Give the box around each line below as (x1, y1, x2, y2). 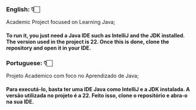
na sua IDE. (6, 98, 34, 105)
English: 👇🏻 (6, 5, 40, 13)
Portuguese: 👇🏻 (6, 59, 53, 67)
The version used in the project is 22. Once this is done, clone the (6, 38, 170, 45)
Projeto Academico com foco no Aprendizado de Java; (6, 73, 139, 80)
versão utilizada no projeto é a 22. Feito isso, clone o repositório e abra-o (6, 92, 188, 99)
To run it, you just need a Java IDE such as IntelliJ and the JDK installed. (6, 32, 185, 39)
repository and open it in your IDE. (6, 44, 91, 51)
